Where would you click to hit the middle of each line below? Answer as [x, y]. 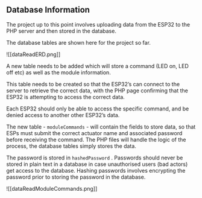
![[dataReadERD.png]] [33, 54]
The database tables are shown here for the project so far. [78, 42]
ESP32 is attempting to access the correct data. [65, 97]
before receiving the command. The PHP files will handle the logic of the [96, 139]
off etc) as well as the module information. [59, 72]
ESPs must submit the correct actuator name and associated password [94, 133]
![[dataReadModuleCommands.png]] [52, 188]
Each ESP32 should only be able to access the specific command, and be [98, 109]
